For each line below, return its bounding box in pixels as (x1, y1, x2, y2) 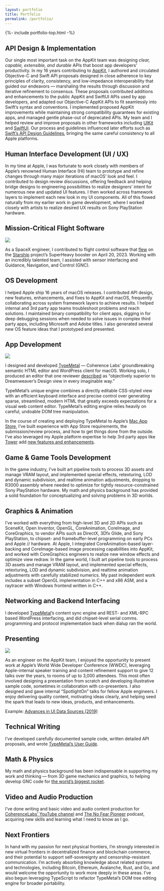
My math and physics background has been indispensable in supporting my (5, 768, 158, 774)
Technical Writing (5, 723, 60, 731)
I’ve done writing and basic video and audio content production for (5, 806, 140, 812)
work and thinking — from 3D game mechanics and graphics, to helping (5, 773, 150, 779)
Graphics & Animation (5, 507, 73, 515)
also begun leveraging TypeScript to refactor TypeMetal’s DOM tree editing (5, 875, 157, 881)
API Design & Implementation (5, 44, 96, 52)
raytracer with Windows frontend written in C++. (5, 583, 103, 588)
